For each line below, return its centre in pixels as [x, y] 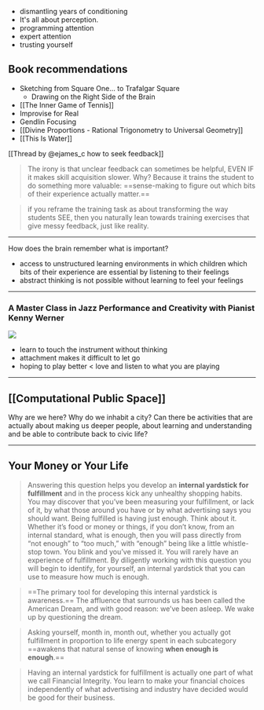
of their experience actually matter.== [88, 194]
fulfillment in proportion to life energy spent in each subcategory [132, 640]
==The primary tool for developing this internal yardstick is [122, 591]
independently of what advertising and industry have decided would [138, 689]
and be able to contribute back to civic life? [78, 434]
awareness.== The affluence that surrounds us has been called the [136, 600]
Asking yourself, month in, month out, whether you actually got [129, 632]
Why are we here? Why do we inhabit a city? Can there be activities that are [130, 417]
